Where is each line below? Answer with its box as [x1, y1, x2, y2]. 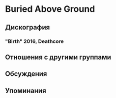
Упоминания [5, 86, 47, 95]
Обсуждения [5, 70, 47, 78]
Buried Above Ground [5, 3, 95, 15]
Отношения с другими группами [5, 53, 112, 61]
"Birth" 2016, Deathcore [5, 38, 64, 45]
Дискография [5, 23, 50, 32]
